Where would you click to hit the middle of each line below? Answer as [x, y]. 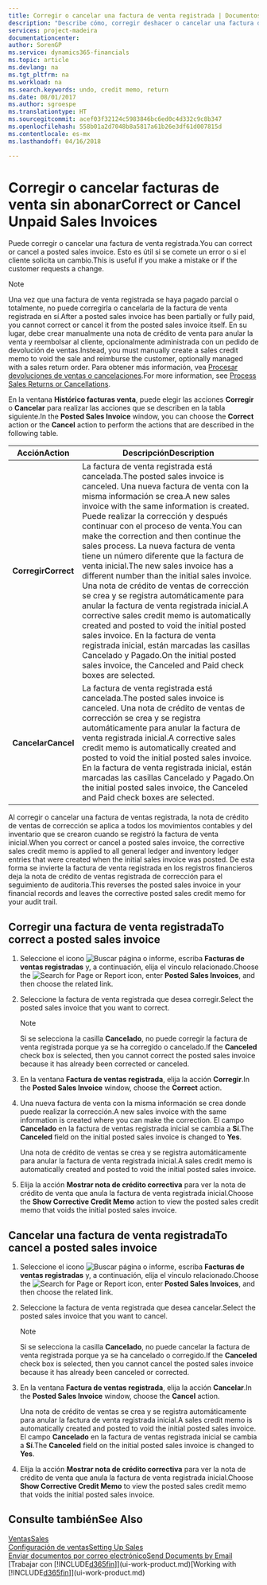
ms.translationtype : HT [48, 112]
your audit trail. [33, 902]
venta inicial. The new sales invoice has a [158, 566]
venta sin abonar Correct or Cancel [124, 204]
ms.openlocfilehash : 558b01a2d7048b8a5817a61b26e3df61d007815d [115, 127]
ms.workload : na [35, 82]
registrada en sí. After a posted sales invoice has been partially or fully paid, [132, 317]
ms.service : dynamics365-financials [69, 53]
